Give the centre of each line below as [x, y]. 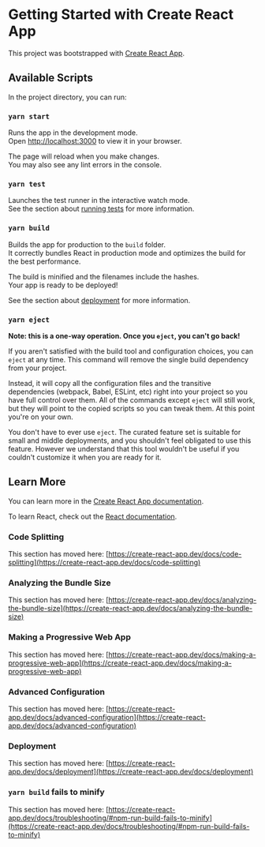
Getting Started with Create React [121, 15]
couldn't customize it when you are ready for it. [85, 457]
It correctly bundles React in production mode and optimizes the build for [127, 253]
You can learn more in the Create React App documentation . [106, 501]
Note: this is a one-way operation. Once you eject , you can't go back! [124, 335]
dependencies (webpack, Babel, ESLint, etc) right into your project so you [128, 392]
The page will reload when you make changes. [84, 156]
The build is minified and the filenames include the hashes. [104, 276]
